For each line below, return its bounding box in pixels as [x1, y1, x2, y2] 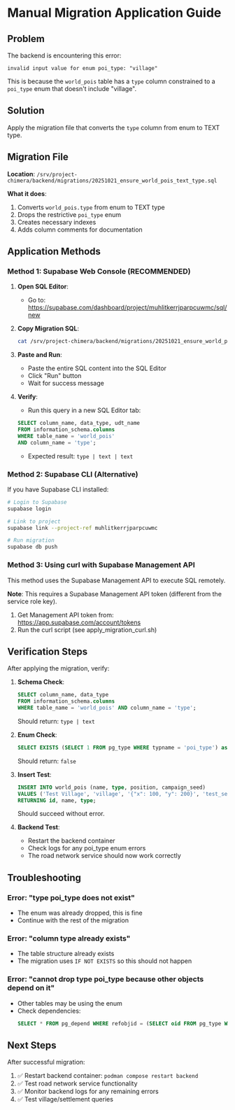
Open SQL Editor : [17, 282, 69, 291]
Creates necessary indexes [17, 218, 97, 226]
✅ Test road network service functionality [17, 1079, 138, 1088]
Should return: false [17, 757, 77, 765]
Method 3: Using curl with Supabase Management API [7, 560, 196, 570]
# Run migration [7, 537, 55, 544]
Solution [7, 105, 45, 117]
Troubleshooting [7, 871, 82, 883]
